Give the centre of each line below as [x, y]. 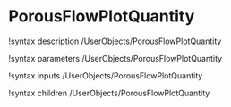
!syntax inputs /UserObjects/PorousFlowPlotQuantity [106, 75]
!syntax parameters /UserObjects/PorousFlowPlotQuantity [115, 58]
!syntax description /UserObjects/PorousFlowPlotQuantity [115, 41]
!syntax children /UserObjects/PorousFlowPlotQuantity [109, 93]
